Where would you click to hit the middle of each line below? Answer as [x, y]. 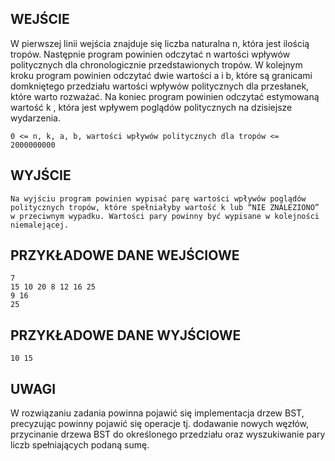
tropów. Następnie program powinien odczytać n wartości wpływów [150, 54]
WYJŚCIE [41, 175]
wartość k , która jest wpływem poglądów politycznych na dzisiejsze [151, 107]
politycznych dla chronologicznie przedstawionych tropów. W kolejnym [156, 64]
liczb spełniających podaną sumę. [80, 445]
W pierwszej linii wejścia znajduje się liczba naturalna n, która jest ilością [160, 43]
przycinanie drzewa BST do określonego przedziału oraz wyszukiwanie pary [168, 434]
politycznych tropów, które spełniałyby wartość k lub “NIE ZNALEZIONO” [165, 207]
